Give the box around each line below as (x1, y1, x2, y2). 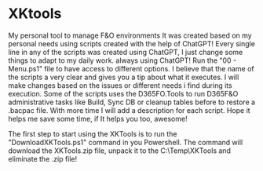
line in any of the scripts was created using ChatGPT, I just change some (8, 47, 243, 56)
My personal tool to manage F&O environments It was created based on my (8, 31, 253, 40)
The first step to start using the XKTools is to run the (8, 129, 177, 138)
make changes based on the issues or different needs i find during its (8, 80, 233, 90)
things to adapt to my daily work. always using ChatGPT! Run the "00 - (8, 56, 237, 65)
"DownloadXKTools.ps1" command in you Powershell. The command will (8, 137, 243, 147)
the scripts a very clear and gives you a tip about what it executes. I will (8, 72, 239, 82)
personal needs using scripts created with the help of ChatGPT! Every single (8, 38, 255, 48)
